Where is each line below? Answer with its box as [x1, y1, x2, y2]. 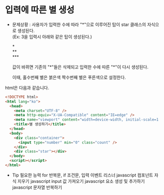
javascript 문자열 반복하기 [12, 184, 62, 190]
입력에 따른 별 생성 [5, 4, 74, 16]
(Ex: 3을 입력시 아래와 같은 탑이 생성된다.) [12, 34, 92, 40]
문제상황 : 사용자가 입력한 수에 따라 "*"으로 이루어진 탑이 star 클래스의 [12, 22, 146, 27]
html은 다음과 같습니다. [5, 85, 49, 90]
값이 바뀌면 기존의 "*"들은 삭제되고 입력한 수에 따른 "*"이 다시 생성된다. [12, 64, 148, 70]
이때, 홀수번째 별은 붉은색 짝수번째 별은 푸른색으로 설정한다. [12, 74, 126, 80]
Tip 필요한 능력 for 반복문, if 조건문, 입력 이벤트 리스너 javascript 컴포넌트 [12, 172, 153, 178]
